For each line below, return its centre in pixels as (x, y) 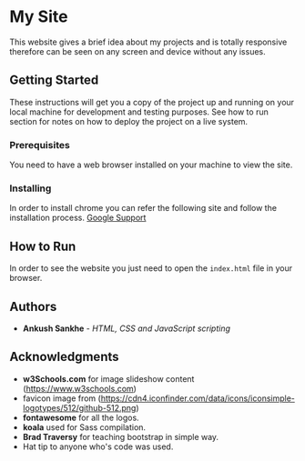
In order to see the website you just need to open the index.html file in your (151, 268)
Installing (30, 188)
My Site (39, 17)
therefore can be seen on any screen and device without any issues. (137, 51)
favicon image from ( (62, 398)
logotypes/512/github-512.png (79, 407)
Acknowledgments (65, 357)
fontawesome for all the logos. (81, 417)
